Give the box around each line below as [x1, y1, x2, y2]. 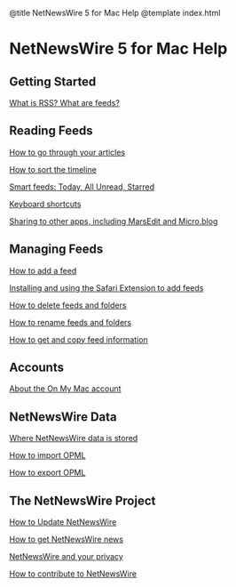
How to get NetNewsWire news [9, 534, 124, 545]
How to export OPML [9, 467, 86, 478]
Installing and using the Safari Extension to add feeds [9, 282, 204, 293]
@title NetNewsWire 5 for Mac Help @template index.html [9, 8, 221, 18]
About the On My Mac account [9, 383, 122, 394]
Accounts [9, 360, 65, 375]
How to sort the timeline [9, 164, 98, 174]
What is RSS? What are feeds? [9, 98, 120, 108]
